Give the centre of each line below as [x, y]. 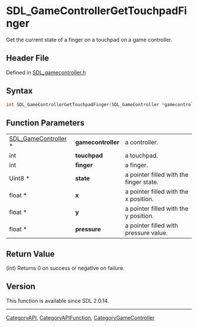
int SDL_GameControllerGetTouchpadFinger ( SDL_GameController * [85, 104]
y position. [139, 216]
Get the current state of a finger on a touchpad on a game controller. [89, 39]
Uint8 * [19, 179]
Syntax [19, 91]
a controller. [141, 143]
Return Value [30, 254]
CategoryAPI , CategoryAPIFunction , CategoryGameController [80, 318]
